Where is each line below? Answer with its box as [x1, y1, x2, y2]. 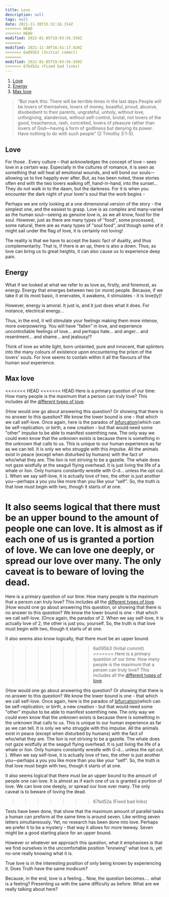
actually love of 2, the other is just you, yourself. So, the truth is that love [5, 620, 155, 626]
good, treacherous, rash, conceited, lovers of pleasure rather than [17, 120, 155, 126]
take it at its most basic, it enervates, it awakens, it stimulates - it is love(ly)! [5, 292, 162, 299]
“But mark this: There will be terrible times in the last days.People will [17, 98, 161, 104]
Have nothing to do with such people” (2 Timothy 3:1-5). [17, 131, 135, 137]
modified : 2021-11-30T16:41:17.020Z [5, 45, 82, 50]
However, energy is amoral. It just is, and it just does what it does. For [5, 302, 150, 308]
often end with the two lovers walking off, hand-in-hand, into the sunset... [5, 180, 158, 186]
